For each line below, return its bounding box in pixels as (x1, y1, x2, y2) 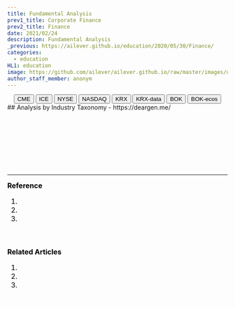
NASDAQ (81, 96, 107, 103)
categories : (7, 50, 42, 56)
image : (7, 68, 27, 75)
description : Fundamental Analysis (7, 36, 111, 43)
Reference (7, 181, 43, 190)
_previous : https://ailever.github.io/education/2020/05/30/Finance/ (7, 43, 215, 50)
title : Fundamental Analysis (7, 10, 92, 17)
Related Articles (7, 247, 62, 257)
